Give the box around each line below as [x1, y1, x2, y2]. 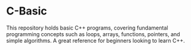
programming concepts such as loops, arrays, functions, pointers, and [6, 30, 180, 37]
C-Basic [6, 4, 47, 18]
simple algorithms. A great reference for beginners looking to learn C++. [6, 37, 185, 44]
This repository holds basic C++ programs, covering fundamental [6, 24, 168, 31]
